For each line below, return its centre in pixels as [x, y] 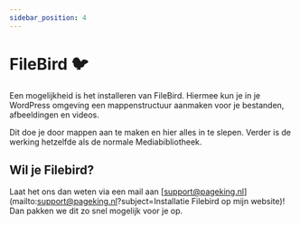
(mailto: [23, 202]
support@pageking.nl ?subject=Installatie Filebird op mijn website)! [161, 202]
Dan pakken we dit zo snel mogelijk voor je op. [96, 211]
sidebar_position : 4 [48, 18]
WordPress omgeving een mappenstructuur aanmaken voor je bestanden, [147, 105]
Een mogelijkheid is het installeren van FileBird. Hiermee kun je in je [135, 95]
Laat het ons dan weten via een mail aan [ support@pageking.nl [127, 192]
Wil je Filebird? [52, 169]
